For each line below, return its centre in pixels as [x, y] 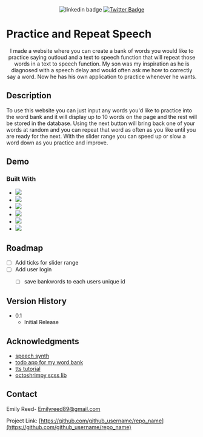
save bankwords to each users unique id [75, 282]
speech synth [32, 356]
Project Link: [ [24, 421]
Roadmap [25, 248]
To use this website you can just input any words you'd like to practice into [99, 110]
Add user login [33, 269]
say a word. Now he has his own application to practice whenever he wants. [102, 76]
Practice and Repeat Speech [79, 34]
